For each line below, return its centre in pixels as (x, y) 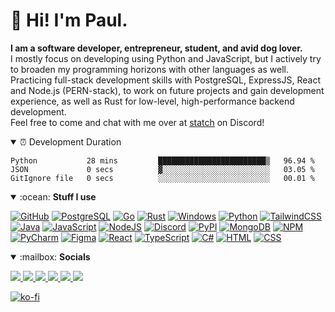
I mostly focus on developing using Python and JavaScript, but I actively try (166, 58)
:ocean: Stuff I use (58, 196)
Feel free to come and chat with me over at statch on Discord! (137, 122)
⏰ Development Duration (70, 141)
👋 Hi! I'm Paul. (69, 20)
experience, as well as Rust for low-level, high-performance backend (152, 101)
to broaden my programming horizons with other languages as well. (149, 69)
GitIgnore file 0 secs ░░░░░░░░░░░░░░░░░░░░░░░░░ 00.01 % (162, 178)
